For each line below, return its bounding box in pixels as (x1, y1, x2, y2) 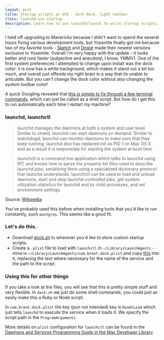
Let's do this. (5, 223, 37, 230)
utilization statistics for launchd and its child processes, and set (17, 182, 145, 187)
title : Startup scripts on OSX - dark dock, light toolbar (5, 12, 128, 17)
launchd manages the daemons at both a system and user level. (17, 125, 146, 131)
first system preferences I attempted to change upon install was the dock (5, 61, 153, 66)
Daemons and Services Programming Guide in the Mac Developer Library (5, 329, 153, 335)
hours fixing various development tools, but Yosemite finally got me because (5, 40, 160, 46)
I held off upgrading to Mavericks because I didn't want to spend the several (5, 34, 159, 40)
